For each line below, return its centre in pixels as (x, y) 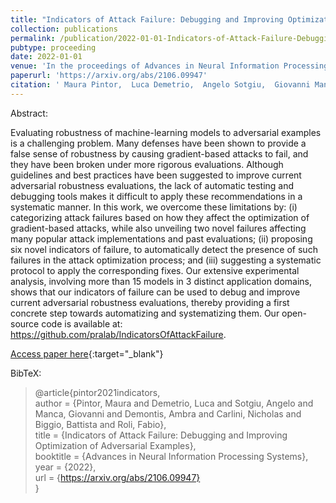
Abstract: (29, 113)
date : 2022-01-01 (46, 57)
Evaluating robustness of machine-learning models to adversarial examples (166, 132)
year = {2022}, (65, 467)
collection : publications (64, 29)
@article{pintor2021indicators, (97, 392)
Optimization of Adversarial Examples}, (115, 445)
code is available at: (82, 323)
